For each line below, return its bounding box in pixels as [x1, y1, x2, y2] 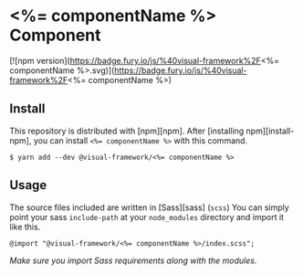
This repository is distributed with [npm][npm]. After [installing [9, 125, 245, 136]
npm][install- [246, 125, 295, 136]
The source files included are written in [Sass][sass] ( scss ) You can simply [9, 202, 289, 213]
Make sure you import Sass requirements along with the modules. [9, 255, 257, 266]
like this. [9, 221, 41, 232]
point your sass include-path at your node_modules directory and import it [9, 211, 285, 222]
